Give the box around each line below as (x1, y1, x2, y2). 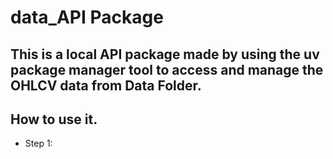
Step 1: (24, 137, 53, 150)
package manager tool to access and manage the (10, 61, 324, 78)
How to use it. (10, 111, 98, 128)
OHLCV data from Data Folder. (10, 77, 202, 94)
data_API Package (10, 6, 164, 29)
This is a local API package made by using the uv (10, 46, 320, 63)
